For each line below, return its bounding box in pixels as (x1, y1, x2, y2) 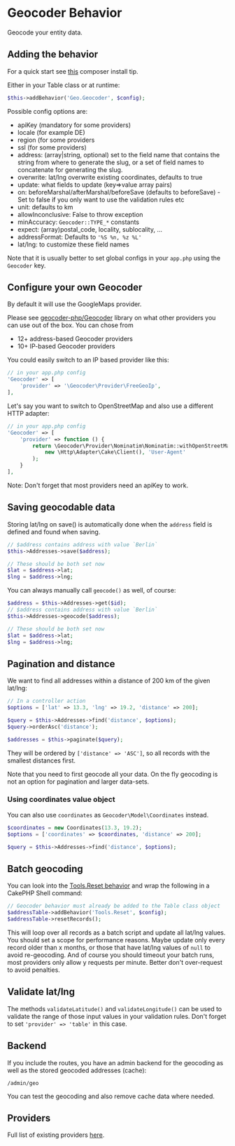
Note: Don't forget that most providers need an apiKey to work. (7, 481, 189, 489)
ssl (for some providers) (17, 143, 87, 152)
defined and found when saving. (7, 527, 101, 536)
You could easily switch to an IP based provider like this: (7, 356, 169, 364)
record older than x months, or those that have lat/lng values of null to (7, 943, 211, 951)
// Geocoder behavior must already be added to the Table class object (7, 902, 220, 910)
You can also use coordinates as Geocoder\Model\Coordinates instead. (7, 810, 209, 819)
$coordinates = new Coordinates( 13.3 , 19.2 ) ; (7, 824, 142, 831)
